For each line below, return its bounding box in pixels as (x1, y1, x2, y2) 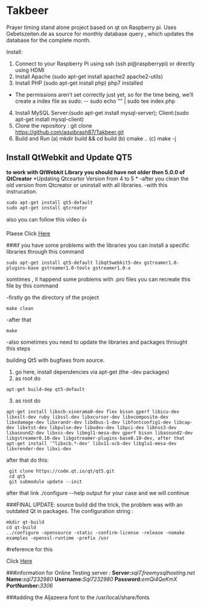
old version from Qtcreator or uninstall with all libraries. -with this (6, 181, 168, 188)
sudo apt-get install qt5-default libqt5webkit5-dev (6, 260, 142, 266)
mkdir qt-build (6, 519, 45, 525)
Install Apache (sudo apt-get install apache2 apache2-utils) (14, 73, 163, 80)
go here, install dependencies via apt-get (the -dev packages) (14, 368, 170, 375)
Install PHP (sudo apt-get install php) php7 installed (14, 79, 143, 87)
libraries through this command (6, 248, 85, 255)
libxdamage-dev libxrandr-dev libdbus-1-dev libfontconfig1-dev (6, 419, 171, 425)
